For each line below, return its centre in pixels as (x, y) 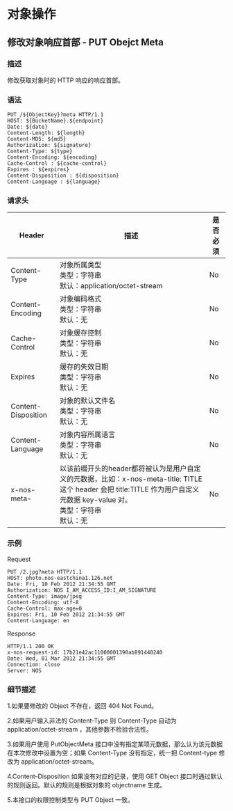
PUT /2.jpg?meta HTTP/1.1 (44, 572)
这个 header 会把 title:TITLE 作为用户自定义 (130, 489)
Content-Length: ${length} (46, 133)
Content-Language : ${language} (54, 182)
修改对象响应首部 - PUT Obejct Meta (86, 42)
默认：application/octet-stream (111, 286)
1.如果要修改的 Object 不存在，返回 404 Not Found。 (83, 706)
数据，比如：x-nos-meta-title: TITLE (141, 479)
